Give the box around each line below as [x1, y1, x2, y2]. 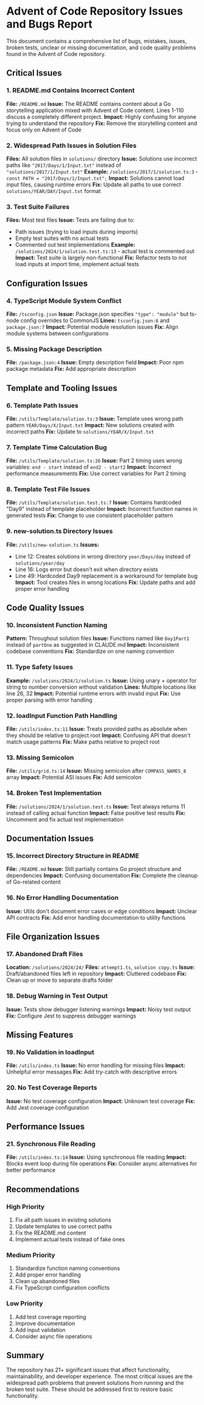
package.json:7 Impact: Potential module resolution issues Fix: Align [6, 323, 178, 330]
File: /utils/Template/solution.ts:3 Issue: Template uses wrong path [6, 415, 184, 422]
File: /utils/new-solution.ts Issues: [6, 541, 99, 548]
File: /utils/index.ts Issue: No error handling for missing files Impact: [6, 1062, 186, 1069]
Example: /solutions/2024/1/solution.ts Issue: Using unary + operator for [6, 677, 197, 684]
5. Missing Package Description [6, 345, 102, 353]
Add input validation [15, 1326, 66, 1333]
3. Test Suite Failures [6, 202, 70, 211]
